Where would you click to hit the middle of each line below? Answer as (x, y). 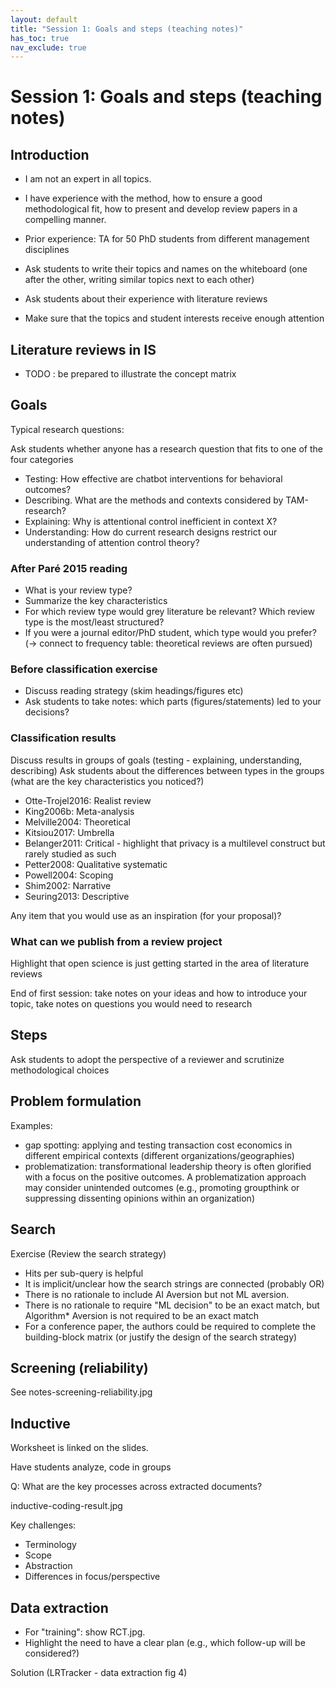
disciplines (47, 250)
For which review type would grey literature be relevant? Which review (169, 612)
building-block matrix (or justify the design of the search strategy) (161, 1337)
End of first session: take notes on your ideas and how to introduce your (159, 993)
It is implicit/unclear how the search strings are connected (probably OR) (174, 1283)
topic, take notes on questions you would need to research (131, 1004)
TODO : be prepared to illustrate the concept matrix (130, 374)
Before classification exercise (84, 669)
